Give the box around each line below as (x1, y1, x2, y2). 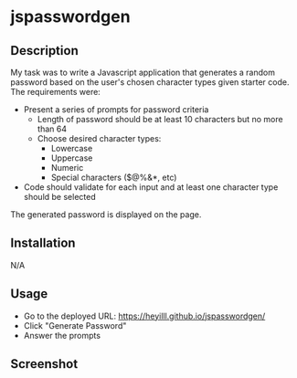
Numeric (50, 163, 84, 173)
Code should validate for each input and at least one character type (23, 182, 279, 193)
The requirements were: (10, 87, 101, 97)
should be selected (23, 192, 96, 202)
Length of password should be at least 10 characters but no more (37, 114, 283, 124)
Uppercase (50, 152, 93, 163)
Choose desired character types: (37, 133, 162, 143)
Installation (10, 236, 76, 251)
